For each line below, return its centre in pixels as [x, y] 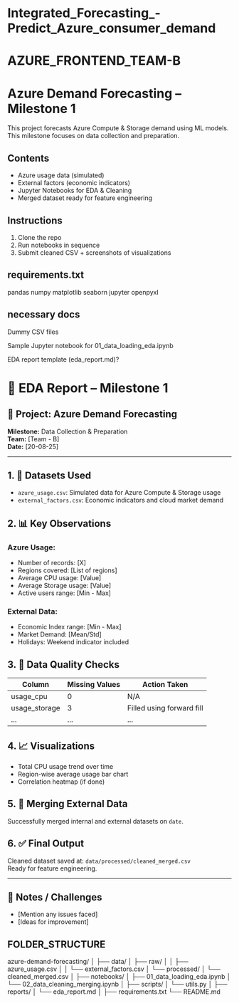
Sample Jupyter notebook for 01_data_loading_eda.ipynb [90, 345]
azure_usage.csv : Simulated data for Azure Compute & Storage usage [119, 493]
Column [36, 685]
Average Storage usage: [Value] [64, 586]
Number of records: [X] [52, 563]
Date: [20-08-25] [33, 446]
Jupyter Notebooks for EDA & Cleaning [75, 191]
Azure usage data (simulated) [61, 175]
